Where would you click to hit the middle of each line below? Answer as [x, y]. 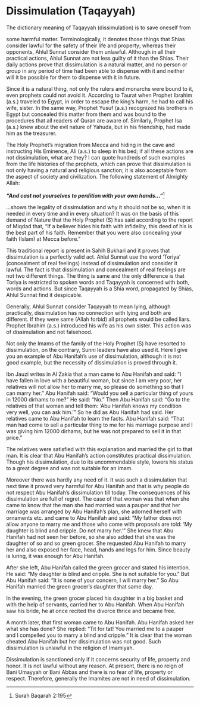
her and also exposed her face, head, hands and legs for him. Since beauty [98, 549]
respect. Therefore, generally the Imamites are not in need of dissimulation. [99, 678]
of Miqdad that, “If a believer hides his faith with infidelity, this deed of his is [99, 226]
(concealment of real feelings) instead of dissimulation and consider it [92, 263]
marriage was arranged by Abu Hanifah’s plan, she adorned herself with [94, 511]
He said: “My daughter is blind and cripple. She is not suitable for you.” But [98, 574]
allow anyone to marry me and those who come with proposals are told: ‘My [99, 524]
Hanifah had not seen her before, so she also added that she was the [91, 537]
